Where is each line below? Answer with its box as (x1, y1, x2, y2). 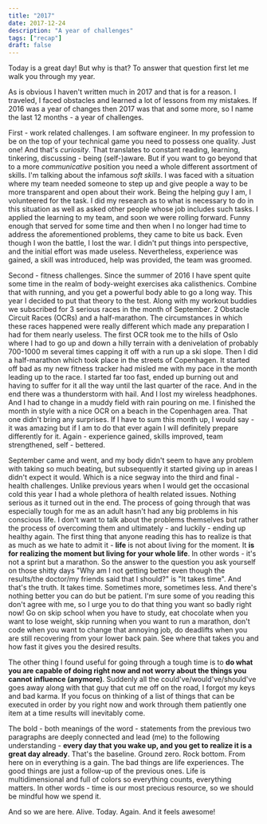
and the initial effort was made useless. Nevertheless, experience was (8, 246, 238, 256)
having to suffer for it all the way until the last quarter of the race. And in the (8, 380, 257, 391)
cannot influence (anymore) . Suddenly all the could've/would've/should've (8, 675, 257, 684)
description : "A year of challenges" (8, 26, 134, 34)
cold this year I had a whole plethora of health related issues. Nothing (8, 490, 237, 499)
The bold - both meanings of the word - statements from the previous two (8, 723, 251, 734)
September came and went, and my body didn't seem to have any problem (8, 455, 253, 465)
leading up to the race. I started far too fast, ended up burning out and (8, 373, 239, 382)
